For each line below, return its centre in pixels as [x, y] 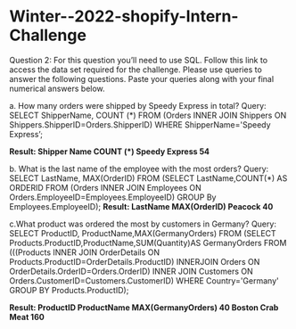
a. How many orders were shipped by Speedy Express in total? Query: [138, 105]
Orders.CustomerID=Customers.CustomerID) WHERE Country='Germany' [144, 280]
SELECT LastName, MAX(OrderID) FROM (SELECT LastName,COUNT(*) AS [148, 178]
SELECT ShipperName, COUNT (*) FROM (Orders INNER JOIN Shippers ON [148, 115]
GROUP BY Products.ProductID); [69, 290]
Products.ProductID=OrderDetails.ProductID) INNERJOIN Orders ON [135, 261]
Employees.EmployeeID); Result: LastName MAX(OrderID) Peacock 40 [141, 206]
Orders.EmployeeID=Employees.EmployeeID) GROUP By [113, 197]
